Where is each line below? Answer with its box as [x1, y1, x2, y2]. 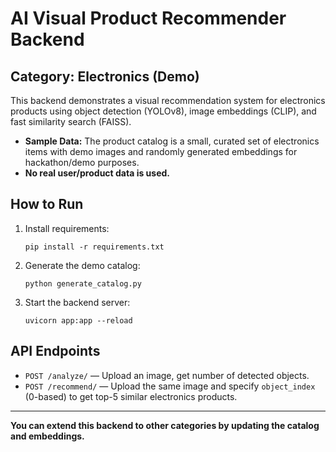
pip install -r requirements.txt [24, 242, 165, 252]
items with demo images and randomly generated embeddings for [24, 146, 298, 157]
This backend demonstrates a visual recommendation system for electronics [10, 95, 326, 106]
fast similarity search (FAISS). [10, 116, 132, 127]
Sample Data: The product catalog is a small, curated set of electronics [24, 135, 320, 147]
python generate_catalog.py [24, 278, 142, 289]
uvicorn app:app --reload [24, 315, 133, 326]
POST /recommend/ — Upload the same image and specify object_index [24, 380, 316, 392]
